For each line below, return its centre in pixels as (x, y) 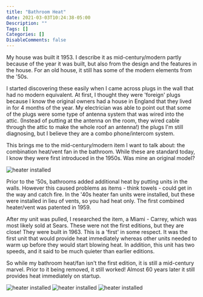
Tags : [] (17, 29)
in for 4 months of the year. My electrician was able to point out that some (98, 108)
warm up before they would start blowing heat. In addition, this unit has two (101, 245)
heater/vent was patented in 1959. (49, 207)
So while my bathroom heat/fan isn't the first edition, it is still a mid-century (100, 263)
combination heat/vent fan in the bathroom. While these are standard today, (101, 152)
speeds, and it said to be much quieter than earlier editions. (81, 251)
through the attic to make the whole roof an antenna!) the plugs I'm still (95, 127)
